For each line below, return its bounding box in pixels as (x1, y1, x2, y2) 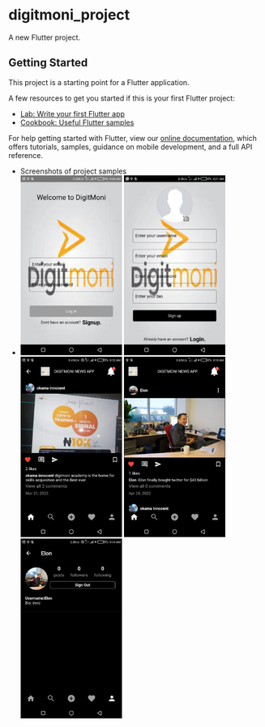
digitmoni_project (8, 6, 130, 24)
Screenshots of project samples (19, 166, 127, 176)
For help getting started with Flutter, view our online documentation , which (8, 133, 258, 143)
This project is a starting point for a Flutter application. (8, 77, 190, 87)
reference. (8, 150, 43, 160)
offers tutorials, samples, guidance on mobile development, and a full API (8, 142, 253, 152)
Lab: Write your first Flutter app (19, 109, 126, 118)
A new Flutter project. (8, 32, 81, 42)
